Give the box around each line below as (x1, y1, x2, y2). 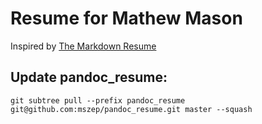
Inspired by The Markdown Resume (10, 40, 157, 52)
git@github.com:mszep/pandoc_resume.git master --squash (10, 104, 253, 114)
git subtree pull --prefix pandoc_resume (10, 95, 186, 106)
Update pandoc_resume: (10, 69, 168, 86)
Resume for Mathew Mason (10, 7, 243, 30)
